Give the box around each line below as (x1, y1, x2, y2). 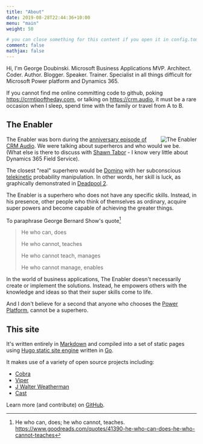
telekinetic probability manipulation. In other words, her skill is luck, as (6, 173, 181, 181)
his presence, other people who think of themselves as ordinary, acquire (6, 197, 187, 205)
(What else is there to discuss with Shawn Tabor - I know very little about (6, 148, 188, 156)
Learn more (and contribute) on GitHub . (6, 401, 105, 409)
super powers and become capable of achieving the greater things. (6, 204, 174, 211)
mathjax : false (6, 48, 45, 55)
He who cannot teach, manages (21, 252, 101, 259)
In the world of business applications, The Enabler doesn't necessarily (6, 276, 181, 283)
